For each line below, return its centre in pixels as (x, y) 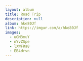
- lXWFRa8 (20, 46)
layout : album (20, 10)
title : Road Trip (23, 14)
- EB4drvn (20, 51)
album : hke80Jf (21, 23)
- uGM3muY (20, 37)
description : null (24, 19)
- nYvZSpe (20, 42)
